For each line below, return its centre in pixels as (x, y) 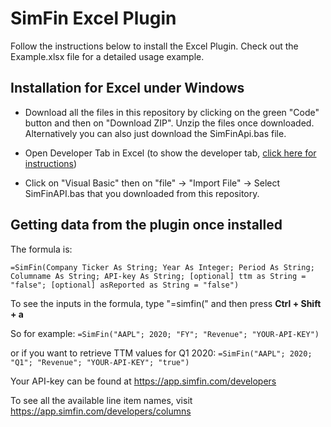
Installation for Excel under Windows (127, 88)
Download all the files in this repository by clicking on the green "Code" (172, 112)
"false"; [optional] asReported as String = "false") (125, 285)
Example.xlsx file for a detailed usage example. (107, 56)
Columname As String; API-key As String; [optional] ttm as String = (158, 276)
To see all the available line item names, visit (101, 400)
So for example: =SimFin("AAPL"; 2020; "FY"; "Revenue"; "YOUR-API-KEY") (165, 333)
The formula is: (41, 249)
